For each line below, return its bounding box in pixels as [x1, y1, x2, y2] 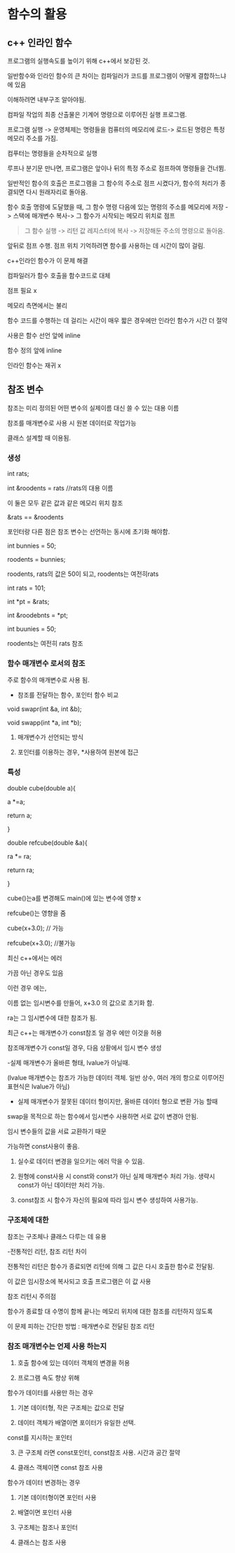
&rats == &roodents [7, 513, 65, 522]
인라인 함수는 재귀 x [7, 361, 62, 370]
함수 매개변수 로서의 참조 [7, 659, 86, 669]
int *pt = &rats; [7, 598, 50, 606]
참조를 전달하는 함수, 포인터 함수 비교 [17, 691, 119, 699]
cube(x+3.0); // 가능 [7, 924, 65, 932]
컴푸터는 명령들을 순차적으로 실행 [7, 149, 98, 157]
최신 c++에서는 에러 [7, 953, 62, 962]
